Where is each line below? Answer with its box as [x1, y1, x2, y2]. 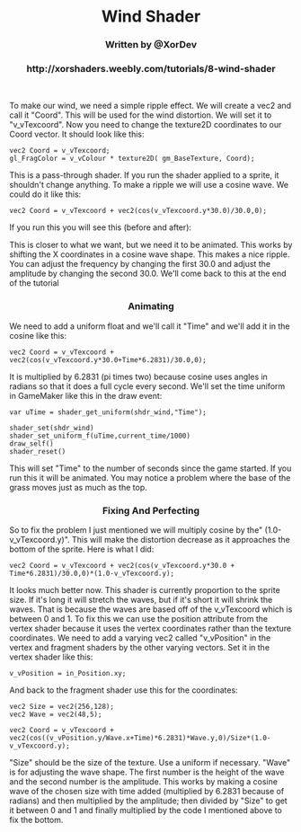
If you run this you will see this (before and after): [9, 222, 191, 233]
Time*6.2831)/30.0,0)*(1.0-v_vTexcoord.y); [9, 569, 175, 578]
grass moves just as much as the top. [9, 482, 148, 492]
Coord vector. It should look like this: [9, 128, 145, 140]
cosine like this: [9, 330, 67, 341]
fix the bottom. [9, 815, 64, 825]
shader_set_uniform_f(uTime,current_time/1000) [9, 431, 191, 440]
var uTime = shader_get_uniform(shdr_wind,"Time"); [9, 407, 207, 417]
